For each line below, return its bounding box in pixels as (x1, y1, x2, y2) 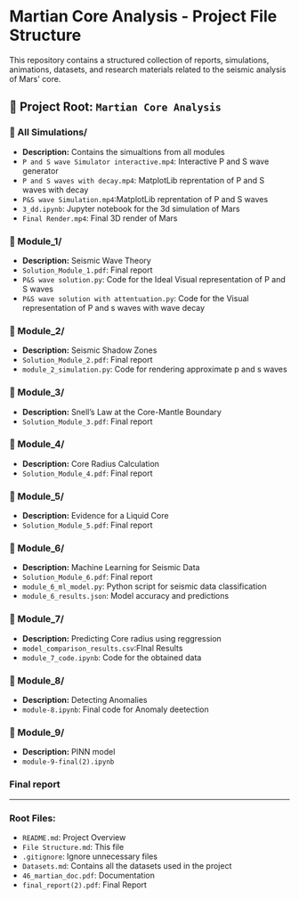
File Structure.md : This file (21, 841, 125, 852)
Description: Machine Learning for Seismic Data (21, 562, 200, 573)
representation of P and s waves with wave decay (21, 302, 206, 313)
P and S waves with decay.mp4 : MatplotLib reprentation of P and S (21, 175, 265, 185)
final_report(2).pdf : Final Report (21, 879, 147, 890)
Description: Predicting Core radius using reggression (21, 633, 222, 643)
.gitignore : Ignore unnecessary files (21, 851, 158, 862)
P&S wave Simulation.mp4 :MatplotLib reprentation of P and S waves (21, 193, 269, 204)
